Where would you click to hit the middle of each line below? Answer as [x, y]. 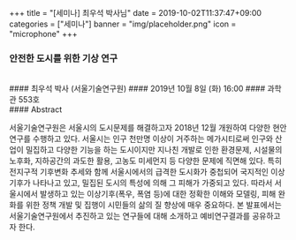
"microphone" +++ [43, 34]
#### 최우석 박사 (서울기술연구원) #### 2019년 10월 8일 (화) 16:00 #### [137, 89]
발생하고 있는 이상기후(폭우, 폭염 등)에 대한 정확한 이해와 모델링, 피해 [158, 194]
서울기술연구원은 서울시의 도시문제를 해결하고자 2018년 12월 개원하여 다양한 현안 [148, 128]
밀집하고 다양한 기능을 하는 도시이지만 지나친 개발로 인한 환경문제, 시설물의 [154, 150]
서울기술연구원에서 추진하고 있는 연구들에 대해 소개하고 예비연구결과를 [129, 216]
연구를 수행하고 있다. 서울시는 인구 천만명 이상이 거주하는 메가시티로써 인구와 [141, 139]
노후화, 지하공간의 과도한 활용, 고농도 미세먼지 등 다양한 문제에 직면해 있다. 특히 [146, 161]
